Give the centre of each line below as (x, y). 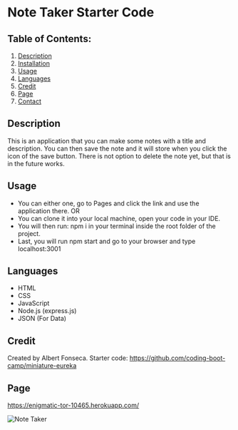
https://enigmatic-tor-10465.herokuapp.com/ (73, 405)
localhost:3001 (39, 249)
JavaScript (33, 303)
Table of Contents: (50, 39)
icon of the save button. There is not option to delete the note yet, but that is (119, 156)
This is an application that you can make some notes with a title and (107, 140)
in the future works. (36, 163)
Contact (29, 101)
